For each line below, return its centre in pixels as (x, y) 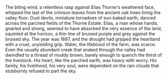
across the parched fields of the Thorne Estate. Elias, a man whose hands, (82, 23)
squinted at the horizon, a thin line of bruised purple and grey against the (80, 34)
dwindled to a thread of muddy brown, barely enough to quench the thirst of (84, 55)
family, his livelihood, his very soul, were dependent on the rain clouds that (82, 65)
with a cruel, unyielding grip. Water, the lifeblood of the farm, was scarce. (81, 44)
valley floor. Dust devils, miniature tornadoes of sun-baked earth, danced (80, 18)
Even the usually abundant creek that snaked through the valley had (75, 50)
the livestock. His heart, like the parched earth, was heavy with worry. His (81, 60)
